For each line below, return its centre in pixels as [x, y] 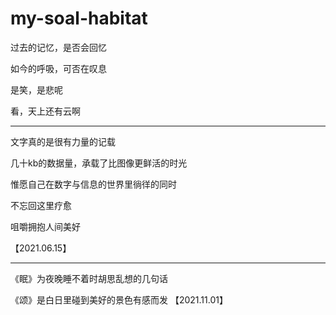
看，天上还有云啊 [45, 111]
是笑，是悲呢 [36, 89]
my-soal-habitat [79, 18]
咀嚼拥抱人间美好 [45, 226]
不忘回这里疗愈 [41, 205]
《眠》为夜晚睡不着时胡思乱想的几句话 [89, 278]
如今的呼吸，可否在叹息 [58, 68]
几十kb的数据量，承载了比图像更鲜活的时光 [99, 163]
